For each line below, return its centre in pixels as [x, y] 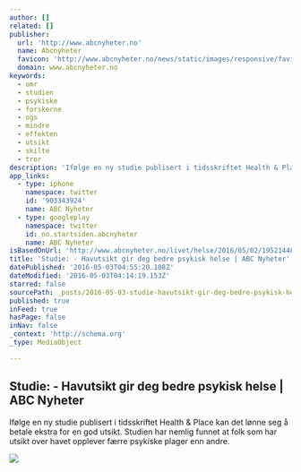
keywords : [28, 76]
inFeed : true [34, 309]
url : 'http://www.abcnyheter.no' [80, 43]
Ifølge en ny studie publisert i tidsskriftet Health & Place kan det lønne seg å [149, 422]
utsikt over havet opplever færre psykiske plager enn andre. [120, 441]
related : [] [31, 26]
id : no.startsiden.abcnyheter [82, 234]
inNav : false [34, 326]
